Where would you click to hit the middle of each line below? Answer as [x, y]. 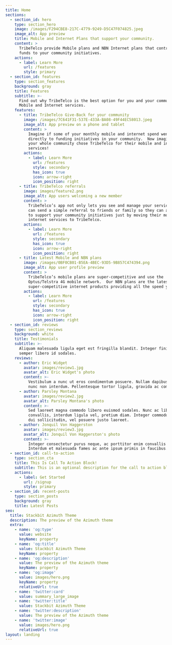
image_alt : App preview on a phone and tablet [74, 124]
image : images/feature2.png [53, 191]
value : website [35, 535]
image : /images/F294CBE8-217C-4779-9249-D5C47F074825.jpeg [79, 29]
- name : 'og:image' [35, 573]
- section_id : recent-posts [40, 492]
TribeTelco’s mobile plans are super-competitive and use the [96, 277]
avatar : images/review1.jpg [53, 368]
